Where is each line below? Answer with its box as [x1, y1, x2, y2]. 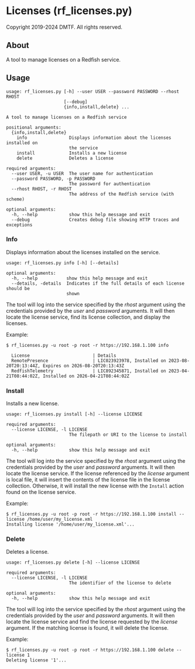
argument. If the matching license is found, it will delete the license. [6, 624, 169, 632]
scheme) [6, 196, 25, 202]
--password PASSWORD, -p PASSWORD [11, 176, 95, 182]
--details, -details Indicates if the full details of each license [11, 280, 184, 286]
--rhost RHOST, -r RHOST [11, 186, 72, 192]
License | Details [11, 353, 117, 359]
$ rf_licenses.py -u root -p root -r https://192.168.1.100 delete [6, 647, 175, 653]
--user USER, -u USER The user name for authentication [11, 170, 153, 176]
